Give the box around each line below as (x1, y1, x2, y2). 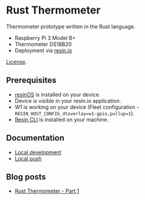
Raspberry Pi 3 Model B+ (14, 34, 76, 41)
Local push (14, 155, 42, 162)
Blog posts (6, 172, 46, 182)
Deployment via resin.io (14, 46, 72, 54)
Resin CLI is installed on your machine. (14, 116, 109, 123)
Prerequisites (6, 75, 57, 85)
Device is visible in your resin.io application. (14, 97, 121, 104)
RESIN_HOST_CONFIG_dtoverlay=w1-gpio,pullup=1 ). (14, 109, 134, 116)
